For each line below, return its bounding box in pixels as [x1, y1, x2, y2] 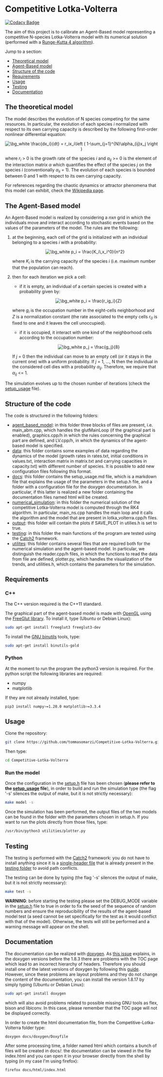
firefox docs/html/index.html [5, 1068, 66, 1073]
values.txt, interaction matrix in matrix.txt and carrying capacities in [12, 458, 147, 464]
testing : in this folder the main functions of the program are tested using [12, 530, 156, 536]
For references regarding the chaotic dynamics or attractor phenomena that [5, 182, 157, 188]
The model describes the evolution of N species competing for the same [5, 116, 150, 122]
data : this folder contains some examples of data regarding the [12, 447, 138, 453]
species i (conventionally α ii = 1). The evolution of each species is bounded [5, 166, 155, 174]
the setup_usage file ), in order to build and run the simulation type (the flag [5, 785, 156, 792]
